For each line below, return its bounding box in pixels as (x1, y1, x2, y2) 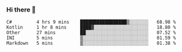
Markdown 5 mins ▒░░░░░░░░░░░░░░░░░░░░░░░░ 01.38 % (6, 41, 176, 47)
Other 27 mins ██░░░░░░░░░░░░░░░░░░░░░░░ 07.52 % (6, 30, 176, 36)
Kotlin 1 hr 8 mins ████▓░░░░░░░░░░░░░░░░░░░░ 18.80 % (6, 24, 176, 31)
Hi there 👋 (6, 5, 37, 14)
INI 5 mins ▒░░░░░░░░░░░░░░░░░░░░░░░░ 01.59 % (6, 35, 176, 41)
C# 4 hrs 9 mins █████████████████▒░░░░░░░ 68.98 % (6, 19, 176, 25)
